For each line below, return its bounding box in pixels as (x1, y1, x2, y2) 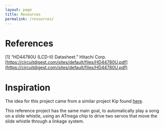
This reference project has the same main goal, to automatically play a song (5, 108, 160, 114)
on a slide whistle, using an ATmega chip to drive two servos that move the (5, 113, 158, 119)
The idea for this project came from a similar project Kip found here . (5, 98, 143, 104)
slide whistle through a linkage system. (5, 118, 84, 124)
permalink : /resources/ (5, 16, 54, 21)
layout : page (5, 7, 32, 12)
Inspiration (5, 82, 50, 93)
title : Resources (5, 12, 41, 17)
